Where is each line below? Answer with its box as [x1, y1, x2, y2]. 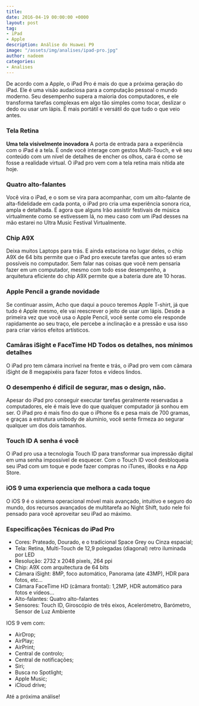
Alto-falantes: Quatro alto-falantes [14, 595, 99, 603]
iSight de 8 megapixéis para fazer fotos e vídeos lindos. [6, 368, 143, 375]
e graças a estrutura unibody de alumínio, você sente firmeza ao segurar [6, 415, 185, 423]
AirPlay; [14, 637, 34, 645]
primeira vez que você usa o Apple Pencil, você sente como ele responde [6, 313, 187, 321]
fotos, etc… [14, 576, 43, 584]
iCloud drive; [14, 682, 46, 689]
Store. [6, 469, 21, 476]
